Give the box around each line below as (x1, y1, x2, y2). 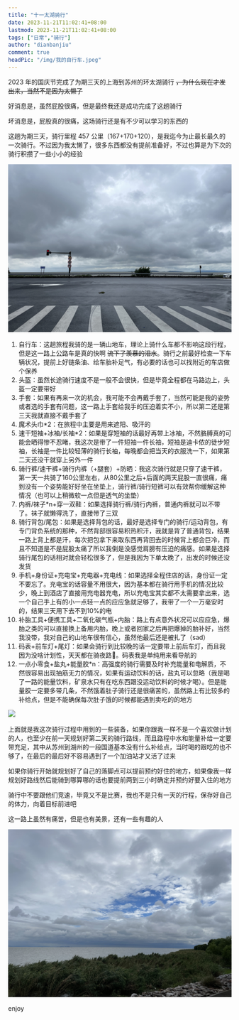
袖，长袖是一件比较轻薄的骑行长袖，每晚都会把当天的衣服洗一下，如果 (18, 446, 224, 455)
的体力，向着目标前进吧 (8, 799, 77, 808)
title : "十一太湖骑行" (8, 11, 69, 18)
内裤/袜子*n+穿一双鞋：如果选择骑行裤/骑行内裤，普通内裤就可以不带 (18, 499, 221, 508)
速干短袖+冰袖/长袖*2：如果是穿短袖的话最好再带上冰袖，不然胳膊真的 (18, 428, 226, 437)
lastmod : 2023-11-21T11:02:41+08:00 (8, 26, 116, 33)
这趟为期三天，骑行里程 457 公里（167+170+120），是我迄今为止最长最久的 (8, 131, 226, 140)
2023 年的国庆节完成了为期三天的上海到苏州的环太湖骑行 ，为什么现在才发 (8, 77, 226, 86)
